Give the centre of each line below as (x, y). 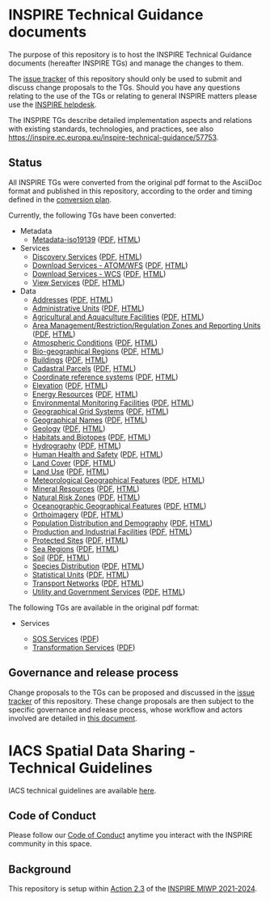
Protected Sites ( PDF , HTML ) (80, 540)
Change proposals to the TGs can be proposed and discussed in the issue (132, 692)
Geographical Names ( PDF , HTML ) (90, 420)
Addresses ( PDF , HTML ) (72, 299)
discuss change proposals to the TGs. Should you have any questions (124, 87)
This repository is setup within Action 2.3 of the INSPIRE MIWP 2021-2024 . (133, 889)
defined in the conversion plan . (60, 199)
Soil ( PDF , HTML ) (61, 557)
